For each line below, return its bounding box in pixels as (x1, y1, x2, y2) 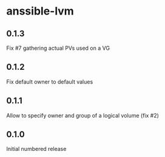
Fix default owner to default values (6, 78, 93, 85)
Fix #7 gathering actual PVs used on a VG (6, 44, 110, 52)
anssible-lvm (6, 4, 74, 18)
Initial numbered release (6, 145, 67, 153)
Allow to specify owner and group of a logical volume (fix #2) (6, 112, 160, 119)
